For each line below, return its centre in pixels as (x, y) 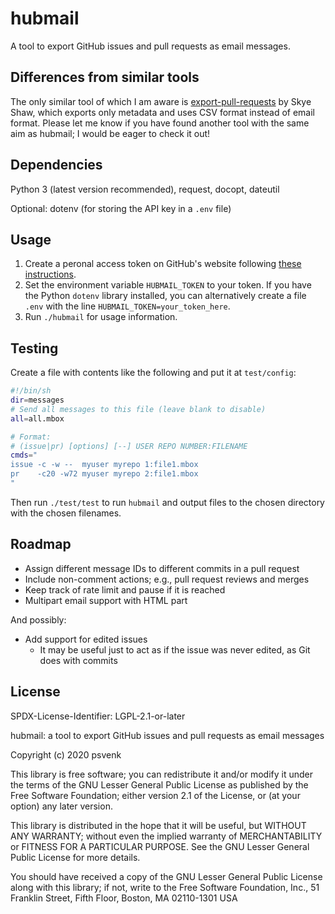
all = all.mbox (37, 418)
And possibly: (38, 619)
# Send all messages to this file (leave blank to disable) (138, 409)
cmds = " (24, 455)
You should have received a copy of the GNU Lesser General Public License (166, 876)
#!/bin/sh (31, 391)
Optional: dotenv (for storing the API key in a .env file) (121, 208)
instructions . (50, 274)
